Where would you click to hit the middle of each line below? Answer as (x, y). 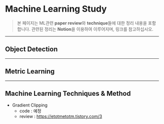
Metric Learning (30, 71)
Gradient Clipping (30, 105)
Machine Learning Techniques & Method (68, 93)
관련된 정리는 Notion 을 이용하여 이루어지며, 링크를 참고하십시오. (92, 29)
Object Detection (31, 49)
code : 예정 (30, 111)
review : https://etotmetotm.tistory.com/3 (61, 116)
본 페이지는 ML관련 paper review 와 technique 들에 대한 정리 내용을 (82, 23)
